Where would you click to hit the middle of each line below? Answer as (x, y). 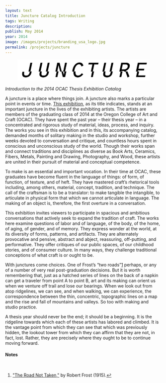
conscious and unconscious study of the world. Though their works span (80, 146)
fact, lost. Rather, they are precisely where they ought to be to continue (78, 338)
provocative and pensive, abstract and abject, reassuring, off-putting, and (81, 239)
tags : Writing (20, 21)
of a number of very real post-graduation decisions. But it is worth (73, 270)
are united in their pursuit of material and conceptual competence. (73, 162)
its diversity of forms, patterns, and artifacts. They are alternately (72, 234)
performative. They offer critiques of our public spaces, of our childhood (80, 244)
